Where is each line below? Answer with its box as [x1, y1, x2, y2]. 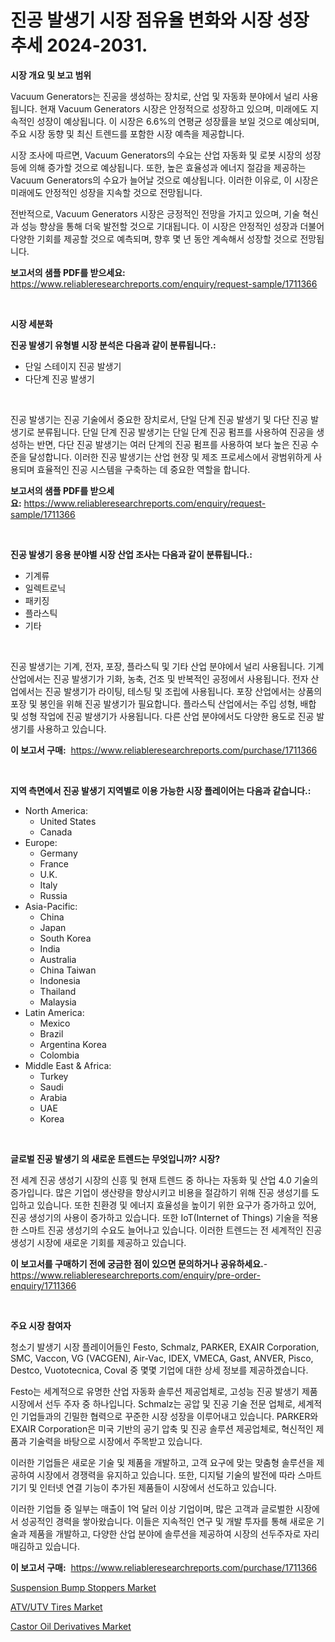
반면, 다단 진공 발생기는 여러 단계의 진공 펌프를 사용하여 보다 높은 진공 [36, 438, 309, 450]
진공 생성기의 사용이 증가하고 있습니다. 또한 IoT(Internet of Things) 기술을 [10, 1211, 300, 1223]
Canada [39, 826, 73, 838]
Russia [39, 889, 68, 901]
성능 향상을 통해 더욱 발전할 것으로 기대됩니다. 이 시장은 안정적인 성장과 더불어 [20, 220, 325, 232]
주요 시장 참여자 [10, 1319, 72, 1331]
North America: [24, 804, 88, 816]
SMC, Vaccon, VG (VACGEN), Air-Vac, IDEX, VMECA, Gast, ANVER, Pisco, [10, 1352, 314, 1364]
